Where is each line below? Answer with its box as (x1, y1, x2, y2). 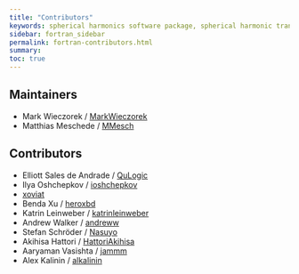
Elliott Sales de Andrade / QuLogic (21, 170, 149, 181)
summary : (9, 46, 42, 55)
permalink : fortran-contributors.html (9, 37, 153, 47)
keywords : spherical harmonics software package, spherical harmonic (9, 21, 273, 30)
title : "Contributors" (9, 12, 93, 22)
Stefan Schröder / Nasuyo (21, 226, 118, 237)
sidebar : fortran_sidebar (9, 29, 105, 38)
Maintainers (9, 87, 78, 102)
